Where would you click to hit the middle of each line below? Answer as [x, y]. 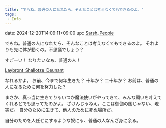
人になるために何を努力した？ [36, 87]
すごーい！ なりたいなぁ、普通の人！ [43, 60]
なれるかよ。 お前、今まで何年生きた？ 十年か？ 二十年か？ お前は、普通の [82, 81]
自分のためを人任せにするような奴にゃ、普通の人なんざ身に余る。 [73, 121]
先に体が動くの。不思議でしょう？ [49, 50]
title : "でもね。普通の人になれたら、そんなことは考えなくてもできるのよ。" [74, 10]
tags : [11, 14]
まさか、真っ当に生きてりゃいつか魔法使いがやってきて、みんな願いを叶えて [83, 97]
